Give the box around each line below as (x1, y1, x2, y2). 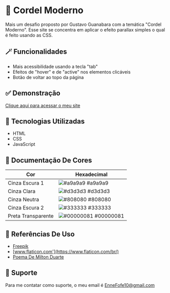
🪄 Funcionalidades (5, 48, 67, 56)
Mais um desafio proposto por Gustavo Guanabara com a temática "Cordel (5, 21, 161, 27)
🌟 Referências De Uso (5, 230, 75, 238)
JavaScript (12, 141, 36, 148)
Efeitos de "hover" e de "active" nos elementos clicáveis (12, 68, 131, 75)
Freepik (12, 243, 29, 249)
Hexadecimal (75, 171, 108, 178)
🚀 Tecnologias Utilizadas (5, 117, 85, 126)
